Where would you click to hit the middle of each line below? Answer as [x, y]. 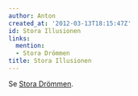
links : [19, 38]
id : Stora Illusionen [45, 31]
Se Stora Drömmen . [41, 83]
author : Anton [32, 16]
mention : [30, 46]
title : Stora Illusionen [50, 61]
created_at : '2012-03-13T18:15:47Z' [70, 23]
